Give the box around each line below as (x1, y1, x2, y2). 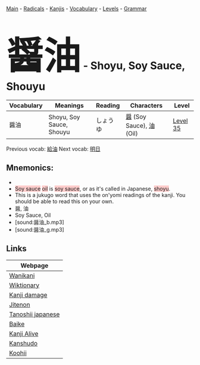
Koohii (9, 348, 27, 357)
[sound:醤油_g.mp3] (14, 226, 64, 233)
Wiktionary (9, 281, 40, 289)
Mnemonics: (6, 163, 54, 173)
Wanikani (9, 271, 35, 279)
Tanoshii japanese (9, 310, 60, 318)
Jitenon (9, 300, 30, 308)
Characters (130, 101, 162, 110)
